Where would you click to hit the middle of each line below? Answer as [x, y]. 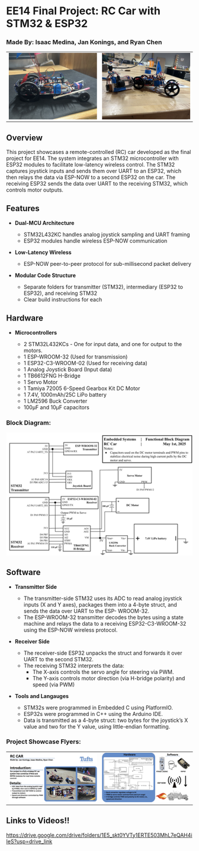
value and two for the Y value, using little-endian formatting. [97, 726]
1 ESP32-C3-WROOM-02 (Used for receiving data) [86, 363]
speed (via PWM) [54, 684]
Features [23, 208]
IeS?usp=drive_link [29, 841]
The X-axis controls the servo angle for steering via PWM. [103, 672]
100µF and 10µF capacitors [57, 407]
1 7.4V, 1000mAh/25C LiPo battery [65, 394]
